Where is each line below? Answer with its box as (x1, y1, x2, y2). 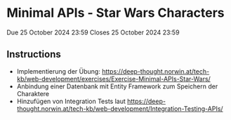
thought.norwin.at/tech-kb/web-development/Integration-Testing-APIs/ (16, 104, 223, 113)
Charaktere (16, 89, 50, 98)
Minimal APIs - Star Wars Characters (6, 5, 225, 21)
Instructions (6, 48, 61, 60)
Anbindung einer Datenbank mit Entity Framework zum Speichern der (16, 82, 218, 91)
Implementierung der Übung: (16, 67, 101, 75)
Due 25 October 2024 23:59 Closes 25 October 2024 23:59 (6, 28, 180, 36)
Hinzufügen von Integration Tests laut (16, 97, 126, 105)
